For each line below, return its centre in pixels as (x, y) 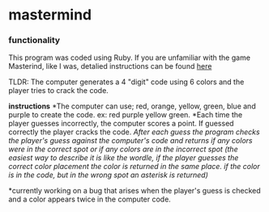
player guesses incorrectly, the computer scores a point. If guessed (121, 124)
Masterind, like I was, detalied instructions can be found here (110, 66)
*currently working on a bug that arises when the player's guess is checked (134, 191)
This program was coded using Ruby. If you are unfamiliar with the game (130, 57)
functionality (34, 40)
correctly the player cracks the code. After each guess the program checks (134, 132)
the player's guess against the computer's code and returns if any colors (130, 141)
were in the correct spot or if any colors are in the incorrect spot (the (123, 149)
